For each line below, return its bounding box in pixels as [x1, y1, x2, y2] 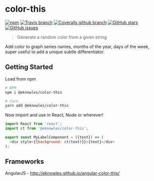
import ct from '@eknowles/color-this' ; [5, 126, 89, 131]
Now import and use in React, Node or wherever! [5, 112, 104, 118]
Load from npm [5, 76, 36, 81]
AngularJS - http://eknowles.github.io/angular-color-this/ [5, 170, 120, 176]
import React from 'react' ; [5, 121, 63, 126]
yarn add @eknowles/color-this [5, 103, 69, 108]
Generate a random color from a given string [17, 34, 107, 40]
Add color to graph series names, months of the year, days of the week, [5, 43, 150, 49]
